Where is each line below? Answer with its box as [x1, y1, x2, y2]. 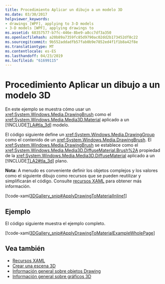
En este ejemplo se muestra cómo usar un [5, 106, 91, 112]
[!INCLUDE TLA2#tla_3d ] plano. [5, 158, 68, 164]
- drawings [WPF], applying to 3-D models [5, 21, 94, 26]
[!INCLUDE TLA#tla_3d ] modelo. [5, 122, 70, 128]
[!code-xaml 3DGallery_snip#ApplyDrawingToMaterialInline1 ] [5, 193, 127, 199]
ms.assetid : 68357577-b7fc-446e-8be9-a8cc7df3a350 [5, 30, 112, 35]
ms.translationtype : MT [5, 44, 54, 49]
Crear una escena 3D [12, 263, 56, 269]
